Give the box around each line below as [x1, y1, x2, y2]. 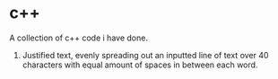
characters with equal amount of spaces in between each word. [22, 59, 258, 70]
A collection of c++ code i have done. [9, 32, 148, 43]
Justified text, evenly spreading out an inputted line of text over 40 [22, 49, 269, 60]
